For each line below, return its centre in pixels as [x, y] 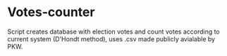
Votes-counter [51, 12]
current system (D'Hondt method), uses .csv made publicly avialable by [111, 38]
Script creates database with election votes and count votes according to [114, 31]
